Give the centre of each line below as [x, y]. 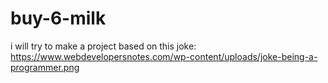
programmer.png [45, 67]
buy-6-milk [58, 18]
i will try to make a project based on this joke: [103, 46]
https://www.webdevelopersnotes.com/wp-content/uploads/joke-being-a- [164, 56]
